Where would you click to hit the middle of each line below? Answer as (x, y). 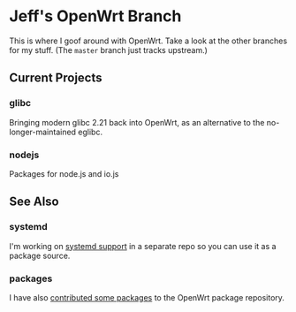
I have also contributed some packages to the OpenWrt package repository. (147, 297)
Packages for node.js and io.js (64, 173)
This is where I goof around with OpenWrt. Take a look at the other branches (148, 41)
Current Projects (56, 78)
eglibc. (91, 132)
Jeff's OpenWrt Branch (95, 16)
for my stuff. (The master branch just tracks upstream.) (108, 49)
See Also (34, 202)
